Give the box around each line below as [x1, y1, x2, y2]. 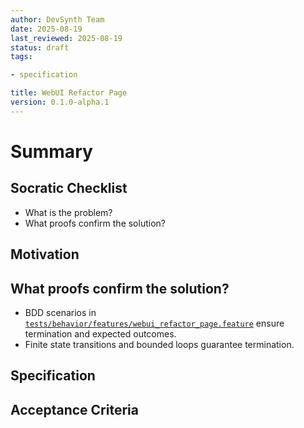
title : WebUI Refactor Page [10, 88, 128, 98]
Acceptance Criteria [10, 401, 139, 418]
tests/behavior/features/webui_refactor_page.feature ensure [24, 317, 285, 329]
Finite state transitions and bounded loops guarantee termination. [24, 338, 295, 350]
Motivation [10, 246, 80, 263]
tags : [10, 52, 33, 62]
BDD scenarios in [24, 306, 97, 318]
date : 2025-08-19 [10, 24, 83, 34]
